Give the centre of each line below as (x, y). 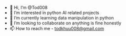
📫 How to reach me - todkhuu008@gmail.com (57, 28)
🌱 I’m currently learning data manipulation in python (62, 18)
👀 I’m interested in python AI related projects (54, 13)
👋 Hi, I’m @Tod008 (29, 8)
